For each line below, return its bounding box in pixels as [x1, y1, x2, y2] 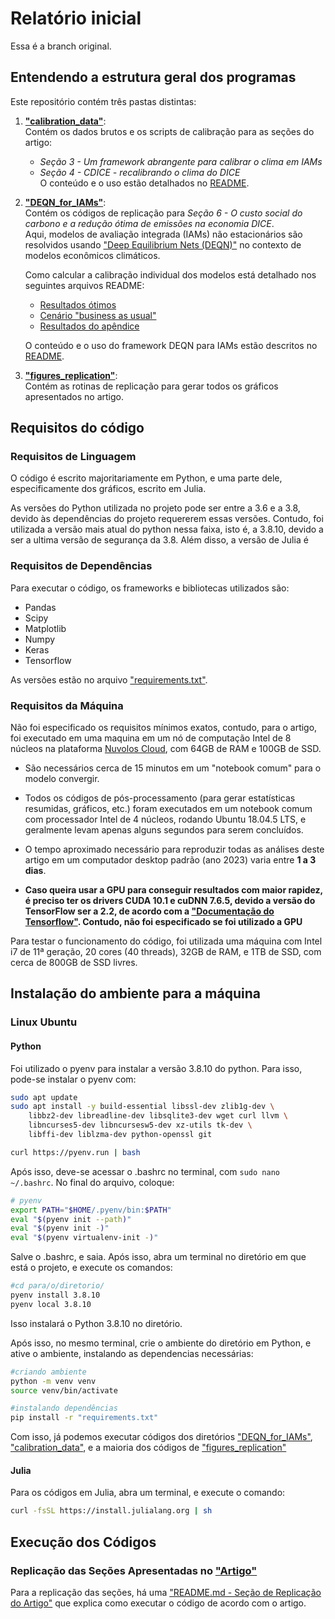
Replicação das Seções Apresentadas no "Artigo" [10, 1563, 258, 1577]
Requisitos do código [10, 420, 145, 437]
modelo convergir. [24, 773, 100, 785]
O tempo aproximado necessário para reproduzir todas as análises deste [24, 843, 325, 856]
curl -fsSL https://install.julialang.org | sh [10, 1506, 213, 1516]
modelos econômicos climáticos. [24, 249, 161, 261]
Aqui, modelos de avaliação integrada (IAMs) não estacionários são [24, 228, 303, 240]
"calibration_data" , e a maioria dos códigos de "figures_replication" [10, 1442, 287, 1454]
